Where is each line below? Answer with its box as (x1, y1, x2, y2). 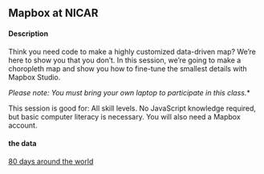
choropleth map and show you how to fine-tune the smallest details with (8, 63, 247, 73)
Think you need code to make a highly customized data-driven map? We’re (8, 47, 257, 56)
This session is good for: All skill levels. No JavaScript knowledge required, (8, 103, 257, 113)
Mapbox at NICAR (8, 6, 99, 20)
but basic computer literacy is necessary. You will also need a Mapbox (8, 111, 241, 121)
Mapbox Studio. (8, 72, 61, 82)
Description (8, 28, 49, 38)
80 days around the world (8, 156, 94, 166)
